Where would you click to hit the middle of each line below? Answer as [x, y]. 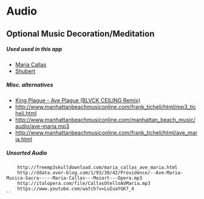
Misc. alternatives [30, 85]
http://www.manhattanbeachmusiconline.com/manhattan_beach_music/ [105, 119]
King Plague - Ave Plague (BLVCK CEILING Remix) [78, 100]
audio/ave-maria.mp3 [42, 126]
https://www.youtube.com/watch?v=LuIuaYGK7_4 [76, 189]
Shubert [25, 71]
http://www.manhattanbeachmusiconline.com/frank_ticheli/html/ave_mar [106, 133]
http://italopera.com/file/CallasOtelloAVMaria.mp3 [84, 184]
